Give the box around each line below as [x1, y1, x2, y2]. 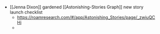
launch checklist [9, 9, 43, 15]
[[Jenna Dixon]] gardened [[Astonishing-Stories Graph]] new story [9, 4, 144, 10]
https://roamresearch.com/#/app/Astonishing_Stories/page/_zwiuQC [17, 15, 155, 20]
